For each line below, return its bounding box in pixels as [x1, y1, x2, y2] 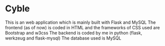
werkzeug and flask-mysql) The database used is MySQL [5, 35, 122, 41]
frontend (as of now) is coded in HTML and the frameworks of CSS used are [5, 24, 160, 30]
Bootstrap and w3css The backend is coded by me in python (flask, [5, 30, 142, 36]
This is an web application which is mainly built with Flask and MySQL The [5, 19, 156, 25]
